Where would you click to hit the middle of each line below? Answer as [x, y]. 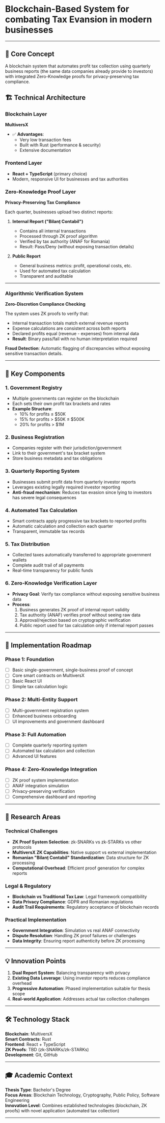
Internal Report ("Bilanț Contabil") [48, 222]
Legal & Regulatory [28, 886]
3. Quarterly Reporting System [42, 471]
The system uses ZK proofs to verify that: [47, 314]
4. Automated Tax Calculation [41, 510]
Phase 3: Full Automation [36, 734]
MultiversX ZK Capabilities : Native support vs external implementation [84, 852]
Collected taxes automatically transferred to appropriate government [82, 555]
